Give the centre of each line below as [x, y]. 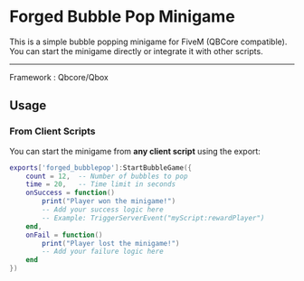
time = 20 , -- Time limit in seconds [101, 184]
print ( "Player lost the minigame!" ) [111, 243]
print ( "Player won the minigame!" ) [109, 201]
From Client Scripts [52, 131]
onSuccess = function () [71, 193]
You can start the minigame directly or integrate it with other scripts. [137, 51]
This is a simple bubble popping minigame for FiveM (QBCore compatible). [148, 42]
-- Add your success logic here [103, 210]
